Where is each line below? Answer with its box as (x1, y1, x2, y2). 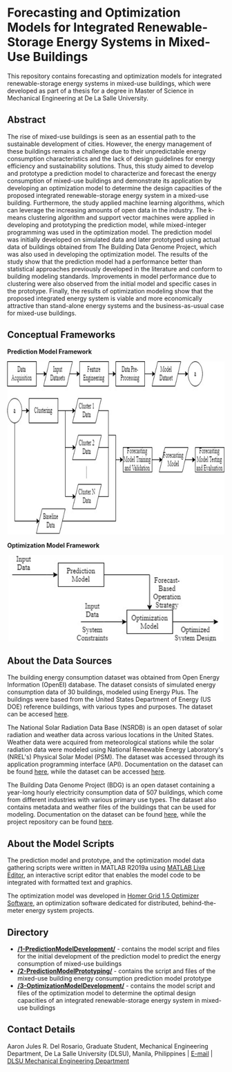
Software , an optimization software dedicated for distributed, (7, 899, 181, 907)
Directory (7, 926, 49, 938)
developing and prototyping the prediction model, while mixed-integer (7, 220, 206, 229)
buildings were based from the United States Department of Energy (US (7, 696, 211, 704)
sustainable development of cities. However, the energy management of (7, 140, 212, 148)
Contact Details (7, 1024, 76, 1035)
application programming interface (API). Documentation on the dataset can (7, 760, 223, 769)
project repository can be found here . (7, 818, 114, 826)
